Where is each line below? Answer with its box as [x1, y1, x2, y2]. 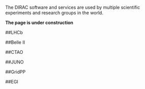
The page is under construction [5, 20, 74, 25]
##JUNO [5, 59, 24, 65]
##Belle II [5, 39, 25, 45]
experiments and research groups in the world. [5, 10, 103, 16]
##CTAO [5, 49, 23, 55]
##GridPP [5, 69, 26, 75]
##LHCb [5, 29, 23, 35]
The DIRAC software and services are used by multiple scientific [5, 5, 140, 10]
